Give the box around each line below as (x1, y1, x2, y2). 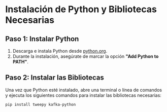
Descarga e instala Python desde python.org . (12, 48, 108, 54)
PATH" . (12, 59, 29, 64)
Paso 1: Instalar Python (5, 34, 79, 43)
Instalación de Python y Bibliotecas (5, 4, 157, 15)
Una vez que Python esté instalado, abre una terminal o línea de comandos (5, 87, 162, 93)
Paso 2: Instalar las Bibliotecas (5, 73, 104, 82)
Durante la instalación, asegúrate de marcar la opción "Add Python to (12, 53, 159, 59)
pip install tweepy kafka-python (5, 102, 76, 107)
